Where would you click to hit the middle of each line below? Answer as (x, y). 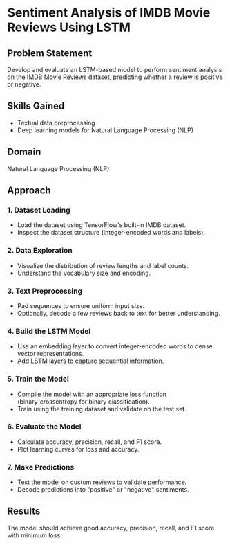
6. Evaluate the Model (44, 427)
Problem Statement (50, 53)
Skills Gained (36, 106)
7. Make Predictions (41, 467)
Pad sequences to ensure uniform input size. (81, 305)
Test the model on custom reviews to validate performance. (102, 482)
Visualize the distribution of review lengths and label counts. (103, 265)
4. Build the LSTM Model (49, 331)
